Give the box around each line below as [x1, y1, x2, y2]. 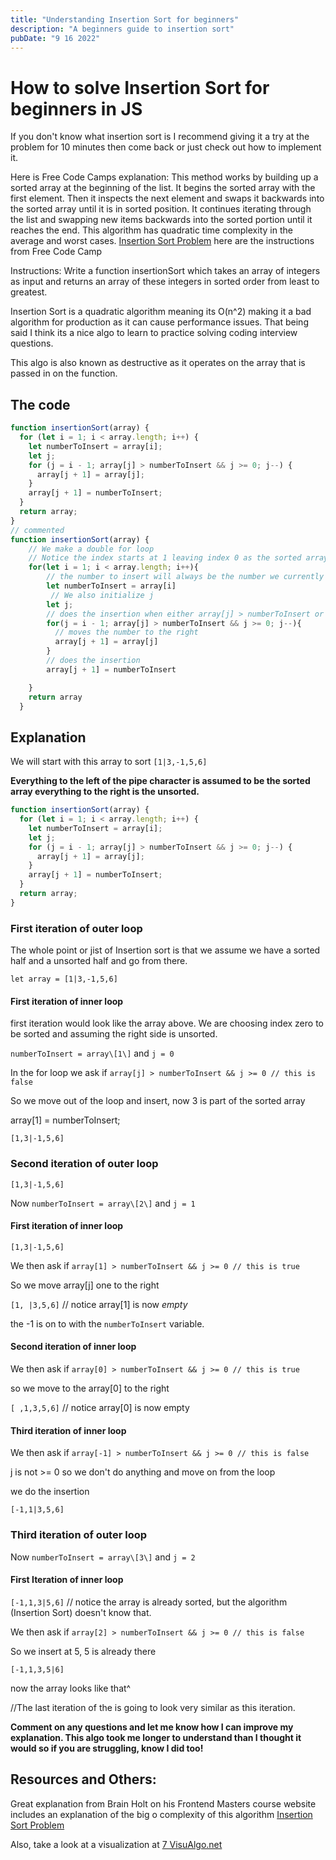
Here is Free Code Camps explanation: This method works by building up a [10, 171, 319, 183]
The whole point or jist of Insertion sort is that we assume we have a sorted [10, 944, 321, 956]
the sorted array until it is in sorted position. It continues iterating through [10, 203, 312, 215]
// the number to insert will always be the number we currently [46, 572, 325, 582]
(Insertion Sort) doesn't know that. [10, 1606, 152, 1618]
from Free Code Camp [10, 246, 103, 258]
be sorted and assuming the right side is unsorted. [10, 1028, 218, 1040]
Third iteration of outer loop [10, 1528, 148, 1542]
